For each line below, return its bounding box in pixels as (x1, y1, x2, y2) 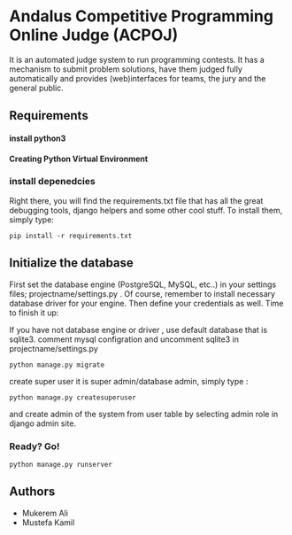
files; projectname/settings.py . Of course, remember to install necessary (9, 288, 276, 299)
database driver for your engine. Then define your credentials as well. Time (9, 298, 284, 308)
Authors (9, 485, 56, 500)
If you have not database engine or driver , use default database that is (9, 324, 268, 335)
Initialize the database (9, 255, 134, 271)
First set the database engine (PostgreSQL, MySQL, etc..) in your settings (9, 279, 277, 290)
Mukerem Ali (21, 508, 69, 518)
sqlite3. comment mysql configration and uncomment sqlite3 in (9, 334, 239, 345)
